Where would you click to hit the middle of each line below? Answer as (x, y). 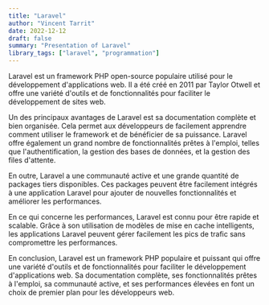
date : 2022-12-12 (37, 31)
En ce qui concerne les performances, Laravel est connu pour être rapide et (134, 217)
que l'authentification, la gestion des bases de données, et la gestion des (129, 151)
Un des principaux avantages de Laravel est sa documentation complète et (132, 117)
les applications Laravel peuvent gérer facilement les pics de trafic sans (127, 234)
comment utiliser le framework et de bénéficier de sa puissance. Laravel (128, 134)
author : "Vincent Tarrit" (51, 23)
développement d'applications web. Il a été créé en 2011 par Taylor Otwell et (134, 84)
